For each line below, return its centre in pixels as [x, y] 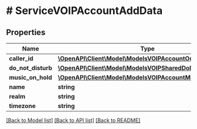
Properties [26, 32]
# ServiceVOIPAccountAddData [84, 11]
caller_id [21, 58]
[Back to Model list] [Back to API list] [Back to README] [73, 120]
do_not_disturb [31, 68]
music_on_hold [31, 77]
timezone [23, 106]
